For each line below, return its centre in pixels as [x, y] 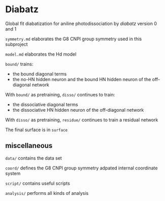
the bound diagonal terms [40, 74]
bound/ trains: [19, 64]
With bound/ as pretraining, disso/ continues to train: [60, 94]
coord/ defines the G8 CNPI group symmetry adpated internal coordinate [81, 168]
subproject [16, 44]
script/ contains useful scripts [38, 183]
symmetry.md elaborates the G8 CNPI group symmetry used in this [74, 39]
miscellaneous [29, 146]
